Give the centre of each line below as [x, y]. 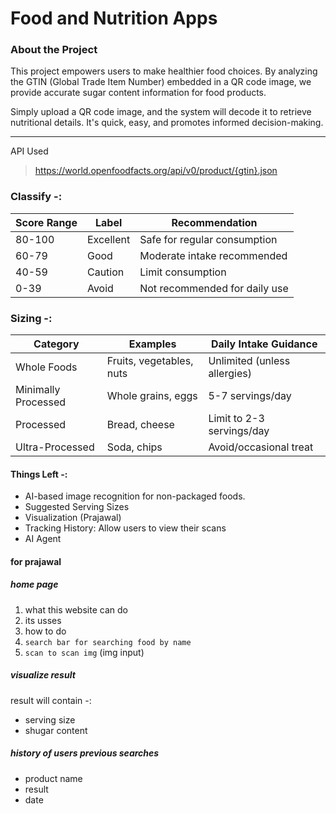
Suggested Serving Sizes [77, 507]
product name [53, 778]
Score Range [46, 222]
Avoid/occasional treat [261, 447]
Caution [105, 272]
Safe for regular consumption [208, 239]
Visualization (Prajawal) [73, 518]
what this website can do [76, 609]
